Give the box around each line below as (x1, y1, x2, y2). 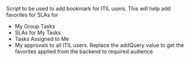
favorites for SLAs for (6, 11, 59, 18)
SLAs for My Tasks (14, 29, 61, 36)
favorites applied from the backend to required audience (14, 48, 153, 55)
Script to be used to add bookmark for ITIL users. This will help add (6, 5, 171, 12)
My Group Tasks (14, 23, 55, 30)
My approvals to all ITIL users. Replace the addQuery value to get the (14, 41, 184, 49)
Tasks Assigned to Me (14, 36, 69, 42)
